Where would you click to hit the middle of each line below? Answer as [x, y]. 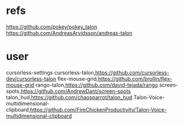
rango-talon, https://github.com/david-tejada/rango [97, 85]
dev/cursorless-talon [31, 78]
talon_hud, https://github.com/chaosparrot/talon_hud [69, 97]
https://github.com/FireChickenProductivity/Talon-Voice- [98, 109]
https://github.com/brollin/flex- [135, 78]
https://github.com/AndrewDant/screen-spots [76, 91]
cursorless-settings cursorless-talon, [51, 72]
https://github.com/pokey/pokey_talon [52, 27]
